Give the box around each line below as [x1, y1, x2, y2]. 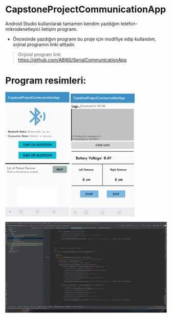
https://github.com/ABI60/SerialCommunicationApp [17, 56, 127, 63]
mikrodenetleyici [5, 26, 40, 32]
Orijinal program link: [17, 51, 62, 57]
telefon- [120, 21, 138, 27]
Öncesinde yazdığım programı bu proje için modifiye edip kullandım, [12, 36, 157, 42]
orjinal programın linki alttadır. [12, 41, 76, 47]
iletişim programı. [41, 26, 78, 32]
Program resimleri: [5, 75, 87, 87]
